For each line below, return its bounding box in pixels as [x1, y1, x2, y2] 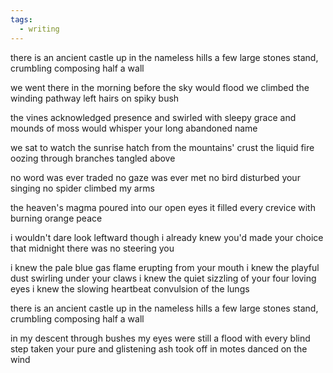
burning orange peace [10, 212, 103, 224]
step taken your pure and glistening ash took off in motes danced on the [10, 342, 308, 355]
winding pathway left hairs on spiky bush [10, 92, 180, 104]
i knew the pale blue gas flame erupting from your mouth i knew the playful [10, 261, 320, 273]
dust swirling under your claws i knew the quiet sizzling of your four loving [10, 272, 317, 284]
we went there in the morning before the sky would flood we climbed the [10, 81, 310, 93]
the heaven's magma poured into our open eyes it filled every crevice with [10, 201, 316, 213]
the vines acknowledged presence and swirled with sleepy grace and [10, 111, 297, 123]
